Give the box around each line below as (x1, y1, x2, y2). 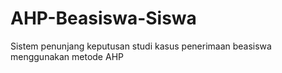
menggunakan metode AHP (10, 50, 124, 62)
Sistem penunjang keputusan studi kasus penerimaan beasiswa (10, 40, 272, 52)
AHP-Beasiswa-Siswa (10, 7, 197, 30)
